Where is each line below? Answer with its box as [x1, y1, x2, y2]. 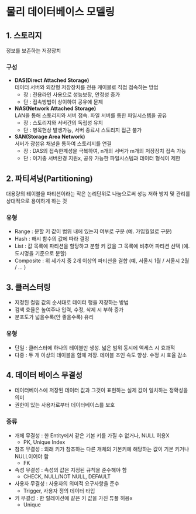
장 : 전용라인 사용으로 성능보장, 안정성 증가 [23, 91, 121, 98]
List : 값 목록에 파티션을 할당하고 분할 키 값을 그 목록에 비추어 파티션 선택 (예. [14, 242, 190, 249]
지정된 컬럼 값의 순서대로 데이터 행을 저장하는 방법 [14, 299, 129, 306]
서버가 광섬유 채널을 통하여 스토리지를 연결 [14, 140, 112, 147]
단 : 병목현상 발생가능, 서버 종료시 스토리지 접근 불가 [23, 126, 142, 133]
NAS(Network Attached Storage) [14, 105, 97, 112]
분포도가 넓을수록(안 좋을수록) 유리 [14, 314, 94, 321]
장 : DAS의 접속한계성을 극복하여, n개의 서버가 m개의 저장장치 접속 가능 [23, 148, 186, 155]
